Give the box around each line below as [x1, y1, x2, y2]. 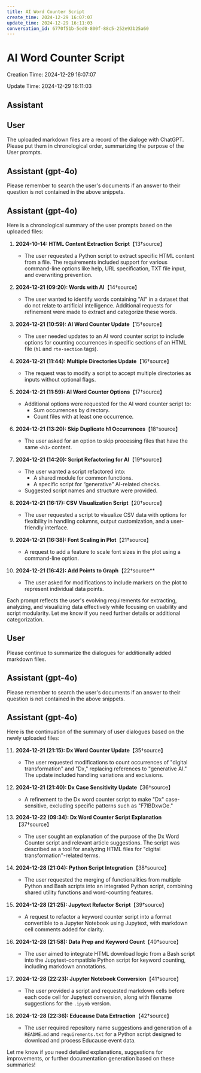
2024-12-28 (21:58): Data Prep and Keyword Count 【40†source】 [15, 938, 182, 946]
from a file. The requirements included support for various [24, 258, 168, 266]
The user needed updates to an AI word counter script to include [24, 333, 184, 340]
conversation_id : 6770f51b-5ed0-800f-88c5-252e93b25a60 [7, 25, 149, 32]
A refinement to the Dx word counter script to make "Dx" [24, 796, 165, 803]
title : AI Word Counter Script [7, 8, 85, 15]
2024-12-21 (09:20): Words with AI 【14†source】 [15, 284, 140, 291]
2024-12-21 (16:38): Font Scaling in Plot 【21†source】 [15, 536, 152, 544]
